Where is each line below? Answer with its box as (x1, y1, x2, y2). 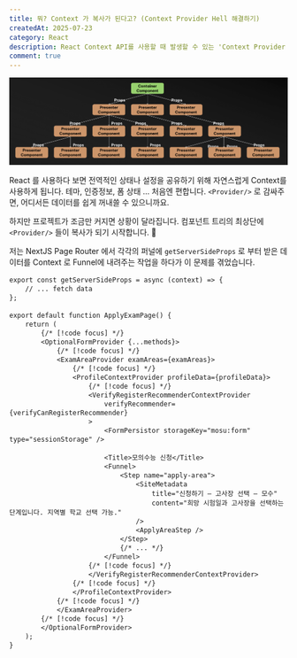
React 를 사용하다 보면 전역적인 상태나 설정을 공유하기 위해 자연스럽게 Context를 (9, 175, 287, 186)
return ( (25, 320, 57, 329)
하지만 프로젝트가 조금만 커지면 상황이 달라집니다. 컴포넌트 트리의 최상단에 (9, 216, 264, 227)
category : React (9, 33, 69, 42)
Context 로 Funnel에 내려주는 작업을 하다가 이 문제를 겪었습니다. (32, 257, 255, 267)
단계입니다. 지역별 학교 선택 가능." (9, 508, 122, 517)
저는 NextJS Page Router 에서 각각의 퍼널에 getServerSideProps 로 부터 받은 (9, 246, 278, 257)
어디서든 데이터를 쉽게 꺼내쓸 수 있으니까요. (20, 197, 170, 208)
